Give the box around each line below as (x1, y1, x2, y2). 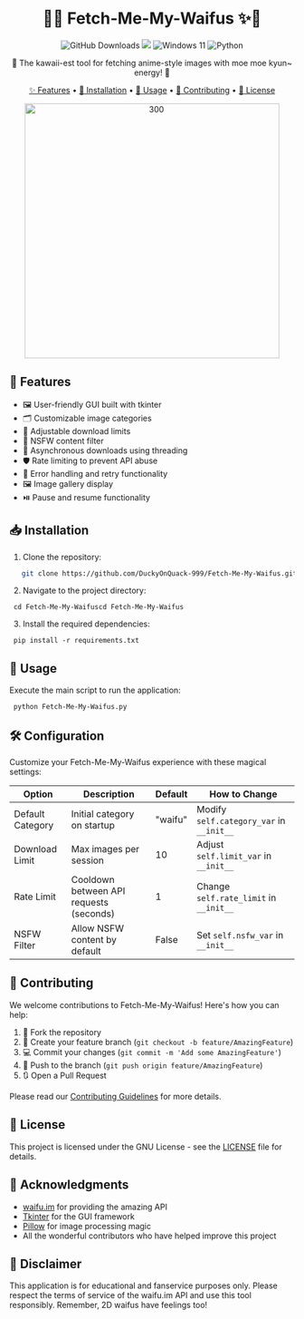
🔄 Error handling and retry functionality (22, 468, 168, 479)
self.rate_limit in (195, 892, 277, 905)
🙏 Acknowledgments (9, 1178, 129, 1193)
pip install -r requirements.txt (13, 636, 140, 645)
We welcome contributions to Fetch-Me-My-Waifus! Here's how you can (9, 999, 280, 1010)
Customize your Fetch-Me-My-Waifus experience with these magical (9, 757, 267, 768)
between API (71, 885, 126, 897)
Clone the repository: (22, 551, 102, 562)
